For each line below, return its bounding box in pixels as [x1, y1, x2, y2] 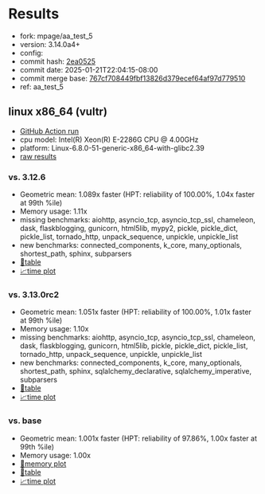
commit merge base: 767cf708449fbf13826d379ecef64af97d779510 [19, 73, 246, 83]
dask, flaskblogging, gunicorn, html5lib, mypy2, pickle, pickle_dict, [19, 224, 239, 233]
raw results [19, 151, 57, 161]
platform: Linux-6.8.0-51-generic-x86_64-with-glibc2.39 [19, 143, 205, 152]
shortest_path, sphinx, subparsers [19, 249, 132, 259]
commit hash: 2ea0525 [19, 57, 96, 66]
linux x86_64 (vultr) [8, 105, 107, 119]
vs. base [8, 415, 42, 426]
